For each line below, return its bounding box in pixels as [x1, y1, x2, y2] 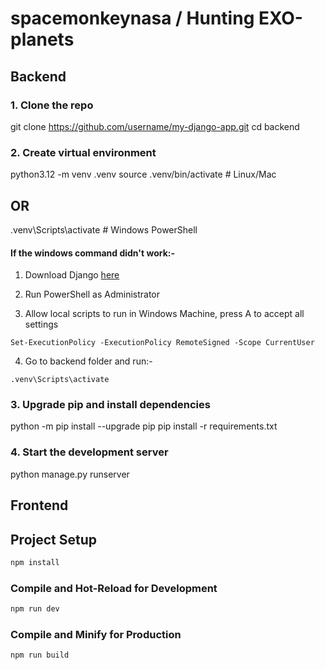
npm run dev [10, 604, 60, 614]
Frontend [10, 497, 69, 514]
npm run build [10, 650, 70, 661]
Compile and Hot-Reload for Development [10, 581, 218, 595]
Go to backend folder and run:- [24, 355, 153, 367]
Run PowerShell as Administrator [24, 288, 161, 301]
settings [24, 318, 59, 331]
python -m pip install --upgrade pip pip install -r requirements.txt [10, 420, 278, 432]
